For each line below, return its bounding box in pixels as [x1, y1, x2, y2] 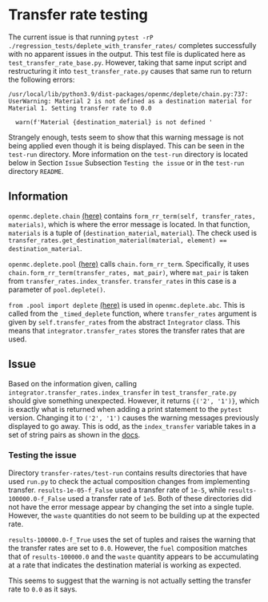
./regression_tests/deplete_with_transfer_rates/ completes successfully [8, 40, 257, 50]
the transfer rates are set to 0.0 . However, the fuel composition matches [8, 543, 248, 552]
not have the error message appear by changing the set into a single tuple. [8, 502, 254, 511]
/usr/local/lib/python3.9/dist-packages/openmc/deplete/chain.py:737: [8, 90, 249, 98]
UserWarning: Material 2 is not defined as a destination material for [8, 97, 252, 105]
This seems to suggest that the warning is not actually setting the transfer [8, 576, 252, 585]
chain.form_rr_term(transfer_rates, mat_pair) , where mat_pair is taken [8, 267, 250, 277]
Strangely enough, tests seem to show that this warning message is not [8, 132, 244, 142]
